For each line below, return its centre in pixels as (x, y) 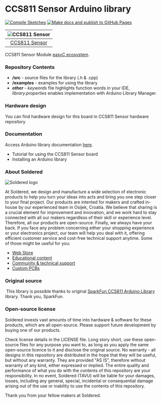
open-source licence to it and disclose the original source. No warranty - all (80, 350)
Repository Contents (30, 67)
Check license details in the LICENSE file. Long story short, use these (74, 339)
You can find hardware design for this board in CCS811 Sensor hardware (77, 116)
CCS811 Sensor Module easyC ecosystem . (47, 54)
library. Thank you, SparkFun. (34, 297)
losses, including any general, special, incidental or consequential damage (79, 381)
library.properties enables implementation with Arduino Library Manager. (84, 93)
